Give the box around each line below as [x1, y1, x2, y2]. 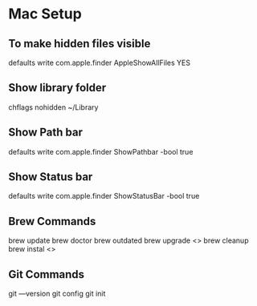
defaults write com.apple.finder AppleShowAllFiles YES [8, 58, 191, 67]
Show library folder [8, 81, 107, 95]
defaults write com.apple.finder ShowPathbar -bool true [8, 147, 194, 156]
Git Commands [8, 268, 85, 281]
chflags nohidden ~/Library [8, 102, 99, 112]
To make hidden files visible [8, 37, 151, 50]
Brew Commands [8, 214, 96, 228]
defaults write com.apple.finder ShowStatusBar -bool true [8, 191, 200, 201]
